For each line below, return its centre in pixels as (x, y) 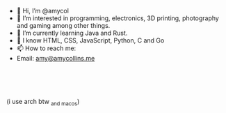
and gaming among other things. (63, 25)
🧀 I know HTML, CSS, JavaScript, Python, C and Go (90, 40)
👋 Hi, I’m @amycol (42, 11)
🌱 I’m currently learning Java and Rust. (72, 33)
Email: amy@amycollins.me (56, 58)
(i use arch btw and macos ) (43, 103)
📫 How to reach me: (46, 48)
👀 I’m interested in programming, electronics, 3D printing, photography (118, 18)
